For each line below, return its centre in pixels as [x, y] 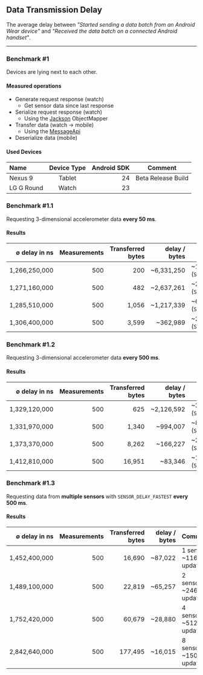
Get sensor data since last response [69, 106]
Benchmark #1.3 [31, 483]
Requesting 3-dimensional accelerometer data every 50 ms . [82, 219]
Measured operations [34, 86]
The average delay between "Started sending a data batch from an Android [101, 24]
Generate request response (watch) [60, 99]
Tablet [67, 178]
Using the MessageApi [52, 131]
